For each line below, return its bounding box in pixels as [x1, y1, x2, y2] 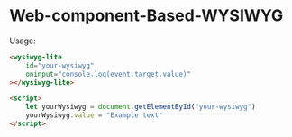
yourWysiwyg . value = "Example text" [25, 111, 164, 120]
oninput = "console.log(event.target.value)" [25, 69, 192, 78]
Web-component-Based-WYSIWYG [9, 5, 284, 26]
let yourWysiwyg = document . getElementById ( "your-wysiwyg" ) [25, 103, 256, 112]
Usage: [9, 35, 36, 46]
